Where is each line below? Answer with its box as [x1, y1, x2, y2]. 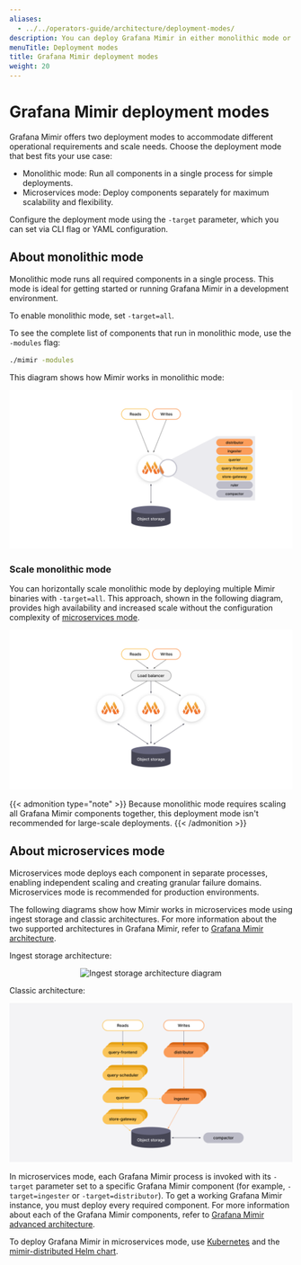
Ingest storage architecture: [9, 949, 112, 961]
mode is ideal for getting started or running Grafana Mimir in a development [9, 283, 289, 294]
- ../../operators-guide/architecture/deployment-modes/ [17, 23, 235, 33]
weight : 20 [9, 62, 50, 71]
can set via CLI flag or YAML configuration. [9, 223, 169, 234]
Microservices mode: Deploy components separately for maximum [22, 187, 270, 198]
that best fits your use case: [9, 150, 113, 161]
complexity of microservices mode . [9, 612, 140, 623]
